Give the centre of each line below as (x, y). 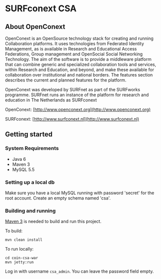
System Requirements (32, 149)
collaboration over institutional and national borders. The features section (79, 75)
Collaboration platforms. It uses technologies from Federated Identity (75, 44)
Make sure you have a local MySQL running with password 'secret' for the (80, 193)
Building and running (31, 210)
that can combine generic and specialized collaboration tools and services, (81, 64)
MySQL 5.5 (23, 169)
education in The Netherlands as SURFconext (51, 100)
